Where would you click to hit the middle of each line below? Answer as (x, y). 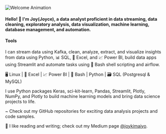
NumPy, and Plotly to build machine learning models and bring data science (83, 96)
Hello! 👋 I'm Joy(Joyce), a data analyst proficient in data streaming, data (81, 19)
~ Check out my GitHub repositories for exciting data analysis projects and (82, 111)
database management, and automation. (48, 29)
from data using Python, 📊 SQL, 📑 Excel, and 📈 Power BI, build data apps (81, 57)
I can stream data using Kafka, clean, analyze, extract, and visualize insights (83, 51)
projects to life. (20, 101)
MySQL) (14, 81)
